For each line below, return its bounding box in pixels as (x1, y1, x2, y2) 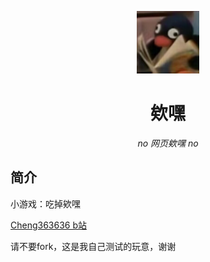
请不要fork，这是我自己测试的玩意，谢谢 (10, 240, 177, 252)
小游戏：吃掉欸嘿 (10, 197, 81, 210)
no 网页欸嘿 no (137, 137, 199, 149)
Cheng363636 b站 (10, 219, 88, 231)
